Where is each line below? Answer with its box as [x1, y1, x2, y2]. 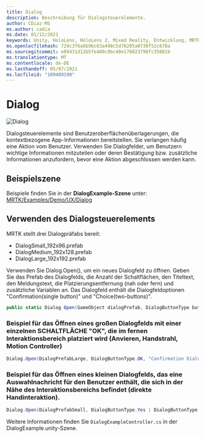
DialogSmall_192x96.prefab [15, 242, 84, 249]
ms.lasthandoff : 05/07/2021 [6, 65, 78, 72]
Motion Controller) [6, 341, 62, 350]
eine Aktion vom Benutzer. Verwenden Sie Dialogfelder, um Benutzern [6, 143, 182, 150]
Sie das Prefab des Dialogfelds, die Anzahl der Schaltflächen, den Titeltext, [6, 273, 195, 280]
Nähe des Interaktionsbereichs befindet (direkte [6, 385, 152, 394]
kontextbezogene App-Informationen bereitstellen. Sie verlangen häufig [6, 136, 187, 144]
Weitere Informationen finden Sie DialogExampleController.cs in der [6, 418, 178, 425]
